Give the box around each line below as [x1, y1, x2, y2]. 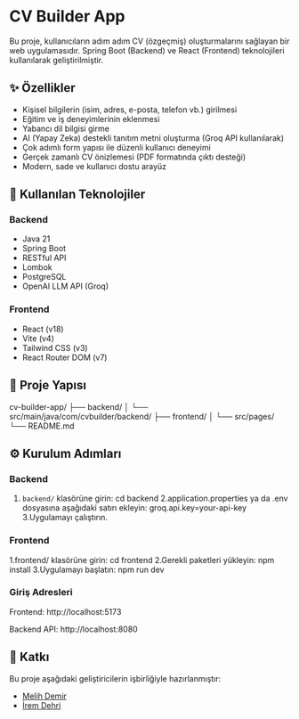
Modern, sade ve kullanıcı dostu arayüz [21, 160, 167, 171]
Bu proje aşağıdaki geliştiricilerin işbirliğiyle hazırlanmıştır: [9, 673, 222, 683]
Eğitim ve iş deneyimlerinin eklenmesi [21, 113, 160, 124]
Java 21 [21, 233, 51, 244]
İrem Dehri [21, 699, 61, 710]
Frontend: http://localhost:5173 [9, 606, 122, 617]
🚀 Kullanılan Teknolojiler [9, 187, 146, 202]
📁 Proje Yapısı [9, 378, 87, 393]
